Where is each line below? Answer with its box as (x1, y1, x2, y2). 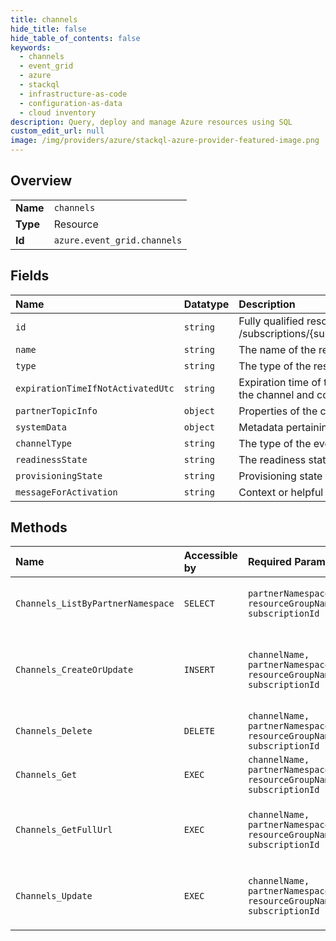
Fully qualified (238, 314, 305, 328)
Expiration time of (238, 375, 322, 389)
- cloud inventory (19, 107, 97, 118)
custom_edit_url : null (10, 126, 105, 136)
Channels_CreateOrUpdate (15, 664, 134, 676)
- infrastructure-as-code (19, 89, 128, 99)
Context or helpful (238, 485, 324, 499)
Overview (10, 172, 73, 190)
